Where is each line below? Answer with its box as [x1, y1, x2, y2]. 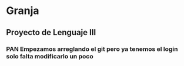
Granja [6, 4, 39, 18]
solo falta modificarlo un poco [6, 52, 93, 60]
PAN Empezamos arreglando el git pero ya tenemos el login [6, 45, 178, 53]
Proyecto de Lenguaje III [6, 27, 96, 37]
